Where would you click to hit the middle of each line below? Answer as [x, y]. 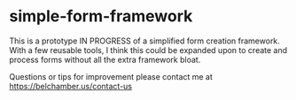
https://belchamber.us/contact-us [71, 86]
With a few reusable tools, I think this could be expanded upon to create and [148, 50]
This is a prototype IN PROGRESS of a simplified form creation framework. [145, 41]
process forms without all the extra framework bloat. [105, 59]
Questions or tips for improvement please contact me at [111, 76]
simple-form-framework [101, 16]
